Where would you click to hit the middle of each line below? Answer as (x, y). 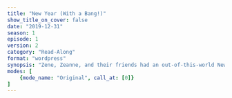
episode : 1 (23, 39)
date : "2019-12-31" (35, 26)
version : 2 (23, 46)
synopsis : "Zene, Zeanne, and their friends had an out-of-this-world (111, 65)
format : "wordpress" (37, 59)
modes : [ (20, 71)
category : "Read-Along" (41, 52)
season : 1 (21, 33)
